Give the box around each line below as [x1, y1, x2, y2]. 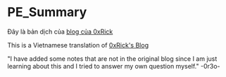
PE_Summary [7, 4, 87, 20]
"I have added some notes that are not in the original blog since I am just [7, 54, 218, 63]
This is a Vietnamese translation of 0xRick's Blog [7, 41, 149, 49]
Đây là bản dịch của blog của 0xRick [7, 27, 113, 36]
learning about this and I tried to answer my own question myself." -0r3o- [7, 62, 220, 70]
